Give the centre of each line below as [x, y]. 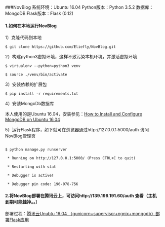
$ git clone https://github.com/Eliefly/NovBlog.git [61, 47]
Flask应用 [19, 220]
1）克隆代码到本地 [23, 38]
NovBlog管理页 [21, 136]
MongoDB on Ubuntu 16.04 [33, 119]
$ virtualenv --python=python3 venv [43, 66]
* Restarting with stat [32, 167]
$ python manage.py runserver [36, 150]
